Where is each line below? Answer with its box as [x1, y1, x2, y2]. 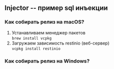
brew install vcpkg [11, 36, 52, 41]
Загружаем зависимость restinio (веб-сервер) [11, 40, 110, 46]
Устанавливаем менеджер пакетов [11, 29, 85, 36]
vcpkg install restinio [11, 46, 61, 51]
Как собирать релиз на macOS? [4, 19, 85, 25]
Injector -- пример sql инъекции [4, 4, 108, 12]
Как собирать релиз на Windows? [4, 57, 90, 64]
